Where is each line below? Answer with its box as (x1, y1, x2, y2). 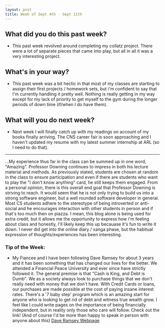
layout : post (5, 7, 32, 12)
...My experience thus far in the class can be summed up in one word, (5, 158, 146, 164)
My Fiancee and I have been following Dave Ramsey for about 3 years (12, 255, 154, 261)
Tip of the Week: (5, 244, 46, 250)
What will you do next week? (5, 116, 95, 124)
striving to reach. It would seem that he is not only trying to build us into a (5, 190, 154, 195)
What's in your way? (5, 67, 69, 76)
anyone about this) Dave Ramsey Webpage (12, 318, 100, 324)
